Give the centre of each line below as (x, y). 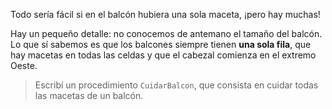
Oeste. (24, 65)
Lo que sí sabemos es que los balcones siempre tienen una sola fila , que (161, 44)
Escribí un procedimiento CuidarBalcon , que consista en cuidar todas (176, 85)
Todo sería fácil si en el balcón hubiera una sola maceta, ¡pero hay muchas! (165, 14)
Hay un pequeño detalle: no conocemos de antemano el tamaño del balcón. (166, 33)
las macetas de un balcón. (89, 95)
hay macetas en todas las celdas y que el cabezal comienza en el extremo (163, 55)
